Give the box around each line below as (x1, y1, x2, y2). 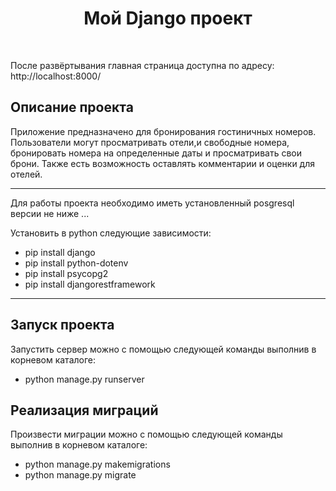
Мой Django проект (83, 7, 253, 30)
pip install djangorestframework (24, 278, 156, 290)
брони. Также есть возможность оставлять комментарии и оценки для (10, 157, 315, 169)
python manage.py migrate (24, 469, 137, 481)
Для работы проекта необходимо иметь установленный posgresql (10, 197, 295, 209)
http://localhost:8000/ (10, 70, 102, 82)
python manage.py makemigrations (24, 458, 171, 471)
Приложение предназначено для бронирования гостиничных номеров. (10, 125, 317, 137)
